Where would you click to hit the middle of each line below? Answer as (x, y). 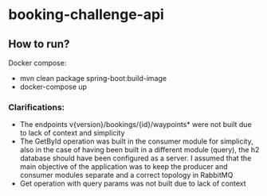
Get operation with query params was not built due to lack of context (133, 183)
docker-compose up (53, 86)
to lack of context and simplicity (72, 133)
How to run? (39, 44)
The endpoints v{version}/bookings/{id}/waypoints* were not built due (136, 125)
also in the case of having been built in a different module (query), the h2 (139, 150)
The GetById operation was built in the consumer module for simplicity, (136, 141)
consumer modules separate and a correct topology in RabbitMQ (126, 175)
